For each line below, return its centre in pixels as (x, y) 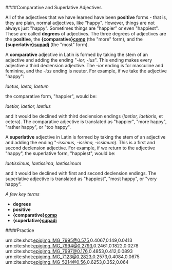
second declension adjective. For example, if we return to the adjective (80, 148)
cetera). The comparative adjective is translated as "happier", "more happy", (86, 122)
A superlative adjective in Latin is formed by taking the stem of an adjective (85, 137)
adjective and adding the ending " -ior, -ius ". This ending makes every (79, 60)
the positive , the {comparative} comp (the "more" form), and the (74, 39)
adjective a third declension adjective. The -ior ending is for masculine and (84, 65)
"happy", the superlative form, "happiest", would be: (60, 153)
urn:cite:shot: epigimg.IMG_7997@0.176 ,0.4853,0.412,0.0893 (69, 251)
